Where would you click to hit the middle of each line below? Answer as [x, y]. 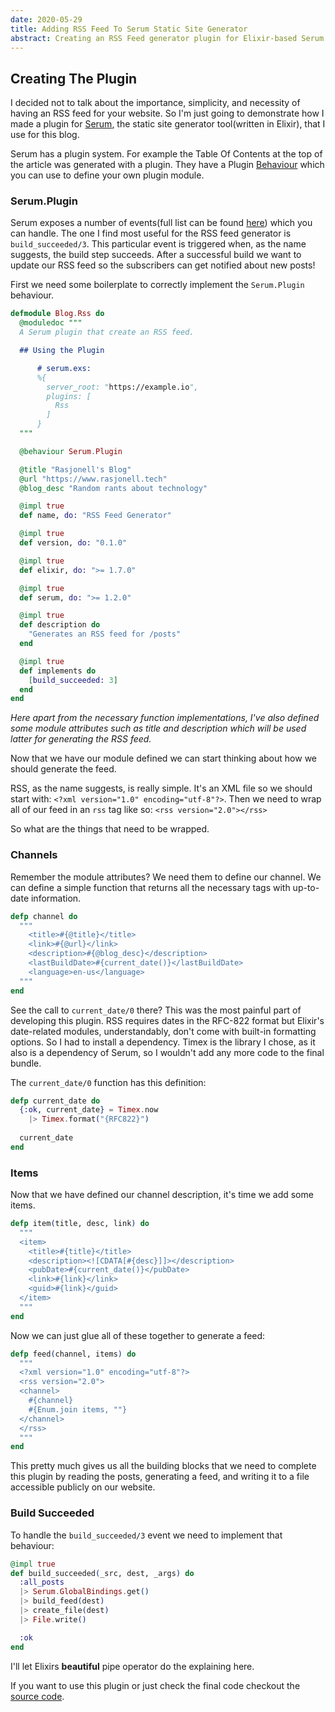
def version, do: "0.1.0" [73, 543]
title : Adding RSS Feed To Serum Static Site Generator [129, 29]
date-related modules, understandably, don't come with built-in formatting [163, 1031]
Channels [34, 855]
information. [56, 898]
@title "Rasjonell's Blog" [75, 469]
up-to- [306, 887]
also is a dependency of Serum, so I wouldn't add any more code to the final [167, 1052]
